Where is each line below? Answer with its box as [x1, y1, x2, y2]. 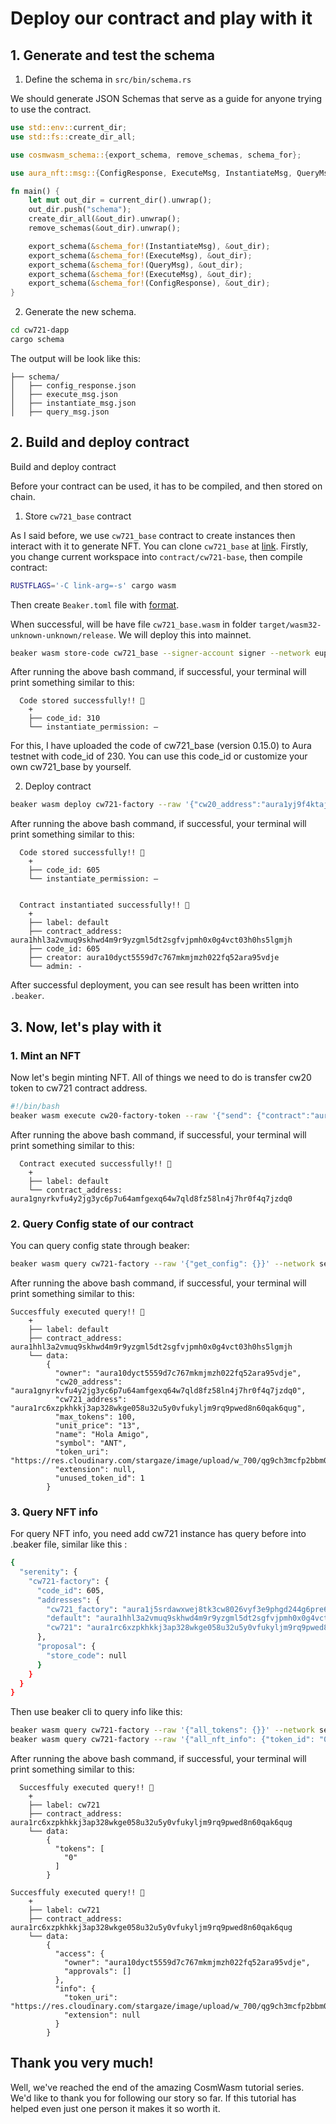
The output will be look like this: [10, 352, 141, 364]
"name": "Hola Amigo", [54, 1429, 150, 1439]
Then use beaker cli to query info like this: [10, 1706, 183, 1718]
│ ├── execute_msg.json [10, 389, 118, 399]
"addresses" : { [36, 1595, 101, 1605]
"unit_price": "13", [54, 1420, 141, 1431]
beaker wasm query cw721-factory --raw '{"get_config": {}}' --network [10, 1259, 315, 1269]
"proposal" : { [36, 1642, 97, 1652]
